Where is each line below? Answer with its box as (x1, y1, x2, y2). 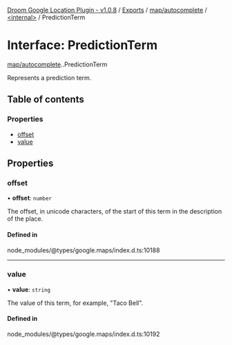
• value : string (7, 285, 50, 293)
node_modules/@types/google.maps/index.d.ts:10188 (7, 245, 160, 254)
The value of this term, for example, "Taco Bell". (7, 299, 144, 307)
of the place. (7, 214, 43, 223)
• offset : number (7, 194, 52, 203)
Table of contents (7, 93, 84, 106)
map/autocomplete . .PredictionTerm (7, 60, 108, 68)
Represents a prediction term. (7, 73, 92, 82)
